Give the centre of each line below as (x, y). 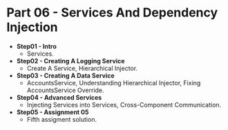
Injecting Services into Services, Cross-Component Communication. (124, 105)
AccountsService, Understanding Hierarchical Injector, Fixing (114, 83)
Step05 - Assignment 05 (53, 112)
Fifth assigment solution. (62, 119)
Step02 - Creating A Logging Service (70, 61)
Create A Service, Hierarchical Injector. (82, 68)
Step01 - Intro (36, 46)
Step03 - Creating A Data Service (65, 75)
